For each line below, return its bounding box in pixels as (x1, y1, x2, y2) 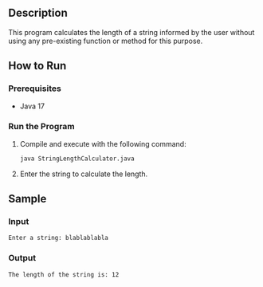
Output (8, 253, 37, 264)
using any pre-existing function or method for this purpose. (8, 36, 203, 45)
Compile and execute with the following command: (19, 139, 186, 148)
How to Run (8, 59, 67, 73)
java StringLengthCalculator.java (19, 155, 135, 163)
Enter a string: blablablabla (8, 234, 109, 242)
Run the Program (8, 121, 75, 132)
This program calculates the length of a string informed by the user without (8, 27, 255, 37)
